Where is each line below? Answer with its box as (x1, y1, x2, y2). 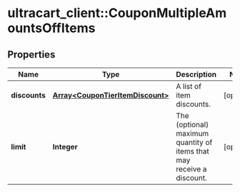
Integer (52, 142, 79, 151)
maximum (176, 129, 209, 138)
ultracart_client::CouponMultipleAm (7, 5, 227, 21)
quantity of (176, 137, 213, 147)
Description (176, 70, 216, 79)
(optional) (176, 119, 209, 129)
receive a (176, 164, 207, 174)
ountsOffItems (7, 20, 96, 36)
